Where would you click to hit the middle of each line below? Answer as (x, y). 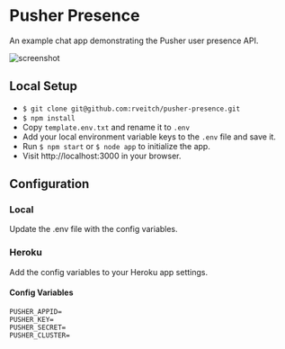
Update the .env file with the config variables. (94, 229)
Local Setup (44, 86)
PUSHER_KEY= (31, 319)
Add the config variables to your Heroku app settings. (109, 272)
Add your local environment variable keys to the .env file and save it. (149, 137)
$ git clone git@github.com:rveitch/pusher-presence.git (131, 109)
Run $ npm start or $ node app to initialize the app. (116, 146)
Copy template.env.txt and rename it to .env (106, 127)
